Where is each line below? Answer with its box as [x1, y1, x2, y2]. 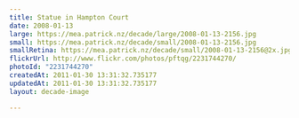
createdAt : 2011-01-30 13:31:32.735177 [9, 71, 158, 80]
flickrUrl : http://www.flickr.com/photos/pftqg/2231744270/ [9, 54, 238, 63]
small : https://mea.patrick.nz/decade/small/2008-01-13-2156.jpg [9, 37, 256, 47]
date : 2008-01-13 [9, 21, 74, 30]
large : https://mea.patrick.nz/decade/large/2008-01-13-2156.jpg [9, 29, 256, 38]
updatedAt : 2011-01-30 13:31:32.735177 [9, 79, 158, 88]
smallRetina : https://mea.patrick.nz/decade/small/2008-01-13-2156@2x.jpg [9, 46, 293, 55]
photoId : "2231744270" [9, 63, 93, 72]
